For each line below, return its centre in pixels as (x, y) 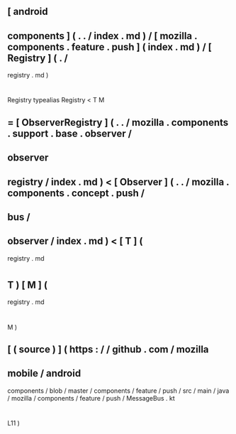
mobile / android (44, 373)
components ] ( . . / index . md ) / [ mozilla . (102, 36)
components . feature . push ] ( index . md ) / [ (110, 47)
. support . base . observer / (70, 133)
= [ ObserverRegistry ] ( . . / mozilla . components (118, 123)
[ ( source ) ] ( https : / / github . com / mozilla (108, 349)
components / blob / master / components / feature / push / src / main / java (118, 391)
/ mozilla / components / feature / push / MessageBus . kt (91, 398)
